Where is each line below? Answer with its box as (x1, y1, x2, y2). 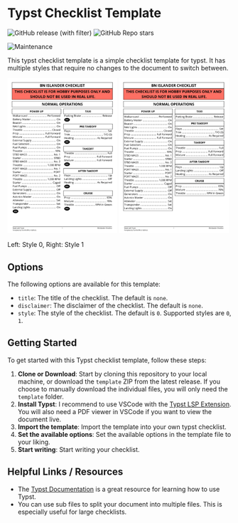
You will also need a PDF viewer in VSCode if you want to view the (17, 407, 212, 416)
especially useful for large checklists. (17, 507, 127, 516)
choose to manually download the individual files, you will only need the (17, 384, 229, 393)
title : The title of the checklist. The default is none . (17, 294, 168, 302)
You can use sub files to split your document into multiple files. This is (17, 500, 222, 508)
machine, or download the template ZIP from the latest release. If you (17, 377, 220, 386)
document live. (17, 415, 62, 423)
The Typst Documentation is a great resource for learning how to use (17, 485, 220, 493)
